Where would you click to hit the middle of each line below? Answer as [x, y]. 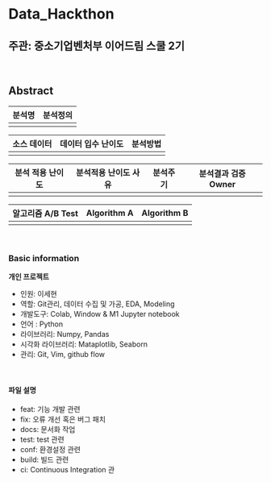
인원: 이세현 [39, 294]
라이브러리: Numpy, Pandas [65, 334]
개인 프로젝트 [29, 277]
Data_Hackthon [61, 14]
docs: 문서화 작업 [48, 430]
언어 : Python [42, 324]
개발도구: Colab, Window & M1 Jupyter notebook [100, 314]
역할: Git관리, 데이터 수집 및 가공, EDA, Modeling [97, 304]
